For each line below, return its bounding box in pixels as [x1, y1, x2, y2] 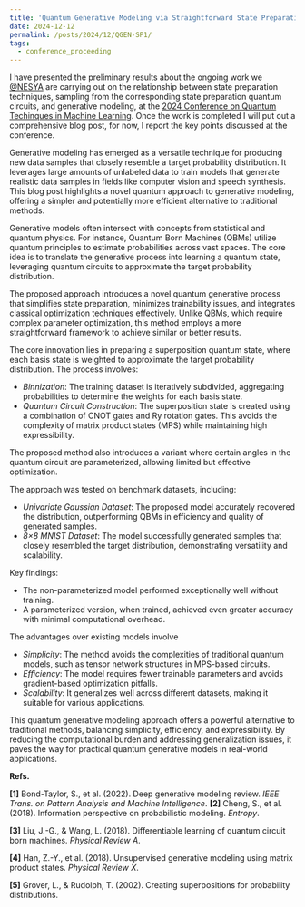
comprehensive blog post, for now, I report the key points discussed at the [9, 120, 288, 132]
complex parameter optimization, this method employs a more [9, 317, 241, 328]
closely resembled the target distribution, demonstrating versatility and [22, 541, 288, 551]
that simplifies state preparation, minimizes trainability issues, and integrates [9, 298, 296, 309]
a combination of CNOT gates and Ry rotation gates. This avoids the [22, 410, 278, 422]
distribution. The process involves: [9, 364, 139, 375]
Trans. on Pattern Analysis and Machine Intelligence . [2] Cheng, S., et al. [9, 798, 283, 809]
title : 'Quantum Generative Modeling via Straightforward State [9, 13, 258, 23]
